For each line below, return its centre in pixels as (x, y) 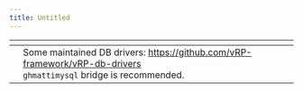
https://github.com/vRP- (200, 52)
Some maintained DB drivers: (84, 52)
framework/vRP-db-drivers (82, 63)
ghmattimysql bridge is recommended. (104, 75)
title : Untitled (40, 18)
